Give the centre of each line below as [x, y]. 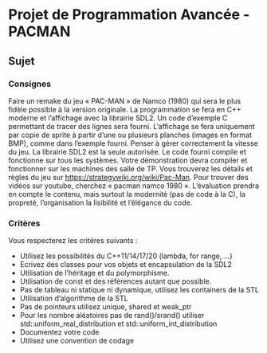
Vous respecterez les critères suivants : [73, 241]
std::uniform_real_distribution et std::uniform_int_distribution [118, 324]
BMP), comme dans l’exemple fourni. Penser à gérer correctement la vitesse [133, 143]
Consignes [30, 84]
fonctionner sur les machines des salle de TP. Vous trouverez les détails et [130, 168]
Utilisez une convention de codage [77, 341]
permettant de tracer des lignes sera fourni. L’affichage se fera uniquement [132, 126]
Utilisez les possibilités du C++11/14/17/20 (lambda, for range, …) [126, 256]
